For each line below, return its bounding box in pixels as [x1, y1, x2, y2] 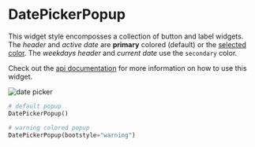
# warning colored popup [8, 123, 90, 131]
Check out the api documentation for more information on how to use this [8, 63, 247, 72]
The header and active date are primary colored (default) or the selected [8, 39, 247, 49]
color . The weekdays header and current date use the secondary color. [8, 48, 238, 57]
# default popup [8, 102, 62, 110]
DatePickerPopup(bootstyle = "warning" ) [8, 131, 136, 139]
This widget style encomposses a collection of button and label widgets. [8, 31, 244, 41]
